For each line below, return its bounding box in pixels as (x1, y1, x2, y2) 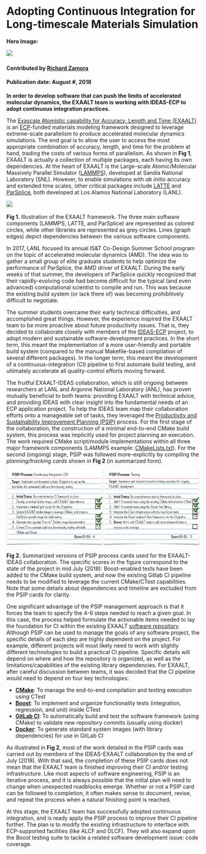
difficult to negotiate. (6, 296, 59, 304)
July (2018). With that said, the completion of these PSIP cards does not (6, 757, 188, 764)
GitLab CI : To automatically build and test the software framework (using (15, 712, 199, 720)
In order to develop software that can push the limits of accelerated (6, 92, 181, 99)
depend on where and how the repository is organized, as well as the (6, 655, 181, 663)
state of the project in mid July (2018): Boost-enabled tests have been (6, 565, 183, 573)
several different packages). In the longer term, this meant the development (6, 354, 197, 361)
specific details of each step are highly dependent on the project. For (6, 636, 181, 643)
